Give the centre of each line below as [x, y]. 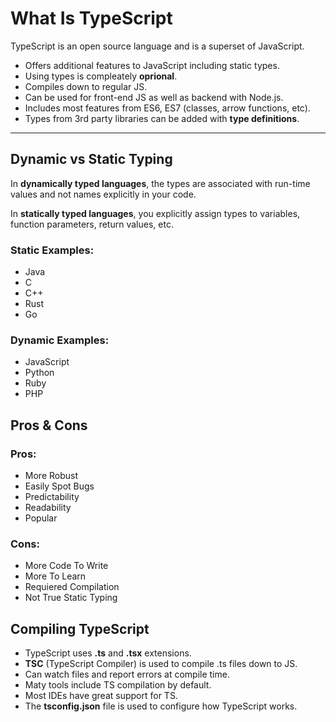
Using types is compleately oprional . [101, 76]
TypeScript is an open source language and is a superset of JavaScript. [157, 46]
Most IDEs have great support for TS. [101, 696]
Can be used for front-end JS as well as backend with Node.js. [154, 97]
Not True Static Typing [71, 598]
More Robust [51, 476]
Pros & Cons [49, 425]
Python [39, 373]
